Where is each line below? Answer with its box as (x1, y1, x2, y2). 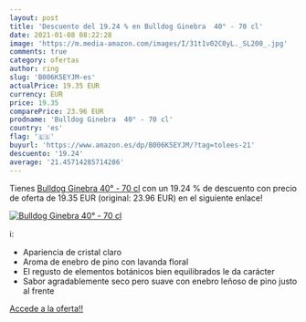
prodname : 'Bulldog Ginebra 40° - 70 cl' (9, 115, 174, 124)
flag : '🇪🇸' (9, 132, 55, 141)
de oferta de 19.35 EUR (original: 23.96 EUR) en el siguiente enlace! (9, 192, 263, 203)
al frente (22, 285, 55, 296)
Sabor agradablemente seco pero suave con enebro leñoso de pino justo (22, 275, 298, 286)
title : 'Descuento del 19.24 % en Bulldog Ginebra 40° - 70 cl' (9, 22, 263, 31)
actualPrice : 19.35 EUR (9, 81, 100, 90)
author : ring (9, 65, 59, 74)
